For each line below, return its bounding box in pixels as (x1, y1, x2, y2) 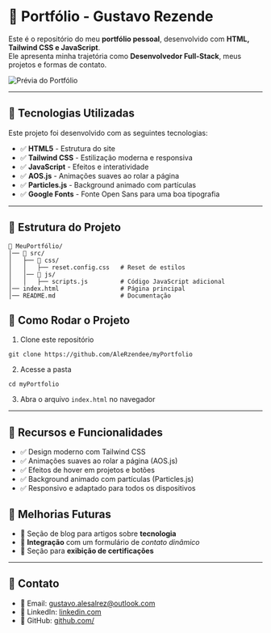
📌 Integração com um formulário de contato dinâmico (19, 538, 200, 546)
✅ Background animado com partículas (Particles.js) (19, 475, 194, 484)
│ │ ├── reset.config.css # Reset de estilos (8, 263, 186, 272)
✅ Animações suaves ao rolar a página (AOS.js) (19, 456, 178, 466)
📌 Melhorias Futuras (8, 507, 111, 521)
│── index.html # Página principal (8, 285, 186, 293)
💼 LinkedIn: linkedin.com (19, 606, 102, 617)
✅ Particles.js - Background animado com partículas (19, 179, 196, 189)
